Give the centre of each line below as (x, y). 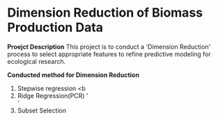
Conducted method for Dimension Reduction (73, 75)
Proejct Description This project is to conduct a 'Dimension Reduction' (109, 46)
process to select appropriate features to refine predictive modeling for (109, 54)
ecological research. (37, 61)
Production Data (55, 27)
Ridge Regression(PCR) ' (53, 96)
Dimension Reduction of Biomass (105, 13)
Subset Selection (42, 110)
